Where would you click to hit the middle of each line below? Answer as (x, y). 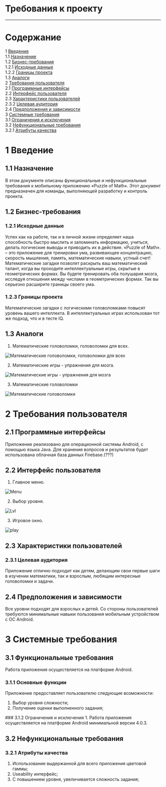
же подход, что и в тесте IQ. (35, 318)
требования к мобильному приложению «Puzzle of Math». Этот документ (83, 185)
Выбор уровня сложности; (40, 703)
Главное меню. (28, 482)
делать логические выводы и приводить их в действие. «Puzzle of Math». (83, 247)
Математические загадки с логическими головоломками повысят (75, 307)
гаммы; (20, 769)
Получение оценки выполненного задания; (58, 708)
